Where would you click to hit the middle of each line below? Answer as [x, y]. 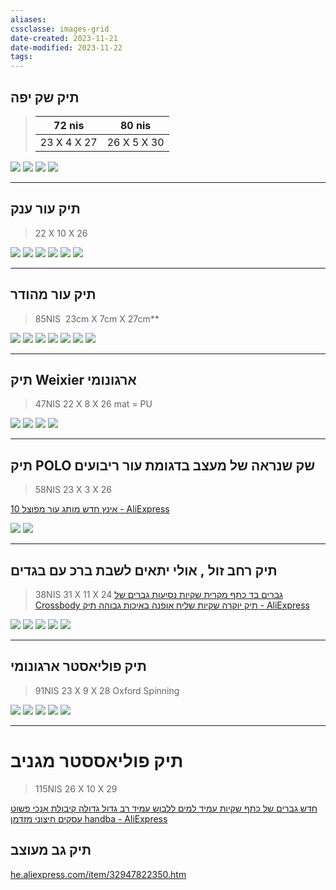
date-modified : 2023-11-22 [66, 47]
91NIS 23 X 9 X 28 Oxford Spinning [107, 690]
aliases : [28, 19]
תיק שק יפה [45, 97]
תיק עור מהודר [53, 294]
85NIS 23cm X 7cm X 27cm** [97, 318]
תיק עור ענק [45, 209]
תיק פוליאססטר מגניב [97, 761]
